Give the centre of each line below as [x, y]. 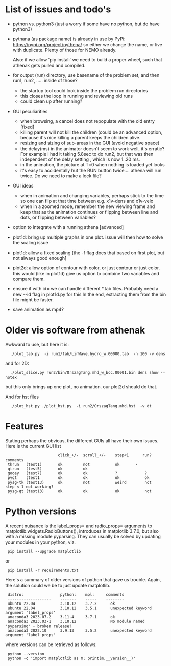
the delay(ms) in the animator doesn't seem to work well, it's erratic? [92, 148]
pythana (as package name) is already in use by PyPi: [69, 39]
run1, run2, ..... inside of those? [45, 80]
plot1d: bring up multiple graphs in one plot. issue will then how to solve [88, 237]
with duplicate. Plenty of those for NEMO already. [65, 50]
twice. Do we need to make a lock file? [61, 176]
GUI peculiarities [30, 111]
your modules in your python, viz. [40, 542]
